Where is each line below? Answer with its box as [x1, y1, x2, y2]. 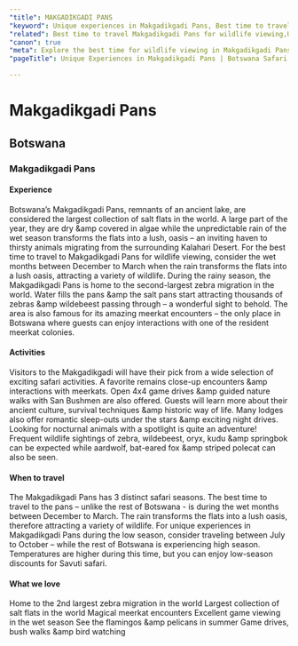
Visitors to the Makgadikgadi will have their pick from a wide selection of [9, 366, 274, 378]
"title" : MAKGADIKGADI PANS [9, 12, 114, 22]
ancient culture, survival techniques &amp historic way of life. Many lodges [9, 404, 284, 415]
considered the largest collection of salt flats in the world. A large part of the [9, 213, 288, 224]
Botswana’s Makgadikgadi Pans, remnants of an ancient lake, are [9, 203, 247, 214]
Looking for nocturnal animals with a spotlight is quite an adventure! [9, 423, 257, 434]
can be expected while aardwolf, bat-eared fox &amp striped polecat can [9, 442, 277, 453]
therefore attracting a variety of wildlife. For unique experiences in [9, 521, 251, 531]
